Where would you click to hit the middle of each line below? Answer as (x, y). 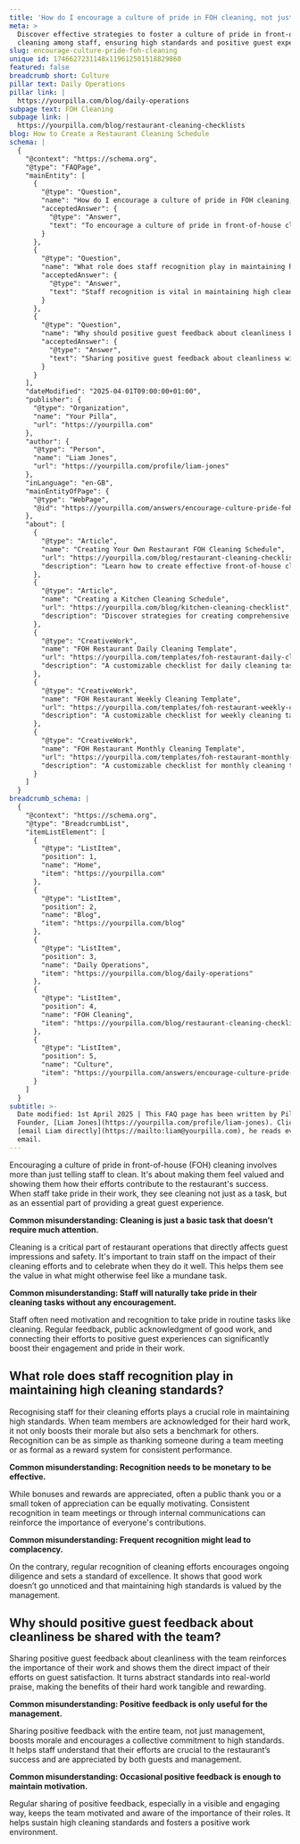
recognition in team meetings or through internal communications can (137, 1512)
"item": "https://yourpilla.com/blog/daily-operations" (147, 973)
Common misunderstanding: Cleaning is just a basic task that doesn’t (142, 1220)
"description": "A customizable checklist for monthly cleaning (163, 765)
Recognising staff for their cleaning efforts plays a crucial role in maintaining (150, 1411)
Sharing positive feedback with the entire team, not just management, (137, 1731)
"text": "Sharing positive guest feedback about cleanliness (165, 358)
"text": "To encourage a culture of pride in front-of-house (165, 225)
